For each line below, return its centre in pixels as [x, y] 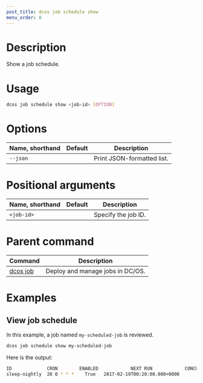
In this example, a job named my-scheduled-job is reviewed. [80, 335]
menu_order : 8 [24, 18]
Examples [31, 298]
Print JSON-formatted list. [131, 159]
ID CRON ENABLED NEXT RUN [79, 368]
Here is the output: [30, 357]
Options [27, 129]
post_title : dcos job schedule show [52, 12]
